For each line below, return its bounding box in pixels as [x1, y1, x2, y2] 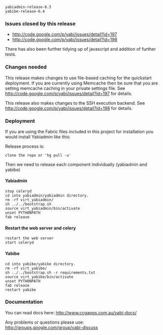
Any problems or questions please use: [5, 319, 84, 325]
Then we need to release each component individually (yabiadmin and [5, 161, 147, 167]
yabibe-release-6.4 [5, 9, 45, 14]
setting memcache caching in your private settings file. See [5, 85, 125, 91]
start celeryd [5, 240, 34, 245]
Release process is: [5, 143, 45, 149]
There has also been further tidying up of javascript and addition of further [5, 46, 156, 52]
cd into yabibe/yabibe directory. [5, 261, 76, 266]
